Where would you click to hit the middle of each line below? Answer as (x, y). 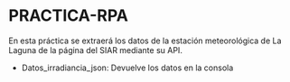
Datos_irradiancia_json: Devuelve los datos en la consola (127, 68)
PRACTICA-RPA (68, 16)
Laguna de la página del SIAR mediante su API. (95, 50)
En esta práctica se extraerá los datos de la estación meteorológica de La (145, 41)
